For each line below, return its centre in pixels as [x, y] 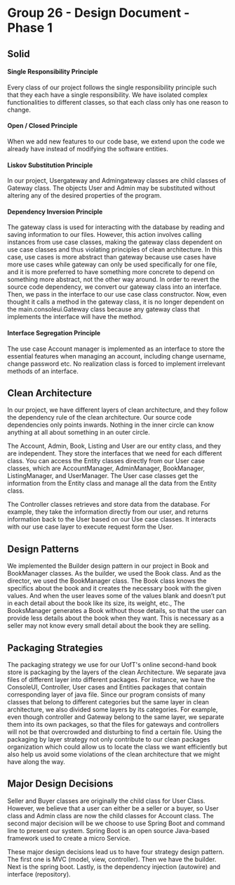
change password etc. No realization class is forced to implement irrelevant [116, 363]
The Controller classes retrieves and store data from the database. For [109, 505]
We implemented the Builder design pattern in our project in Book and [108, 566]
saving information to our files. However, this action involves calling [105, 235]
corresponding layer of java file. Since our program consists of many [106, 695]
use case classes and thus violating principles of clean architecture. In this [115, 250]
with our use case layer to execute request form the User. [90, 527]
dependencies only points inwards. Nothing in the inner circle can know [111, 425]
